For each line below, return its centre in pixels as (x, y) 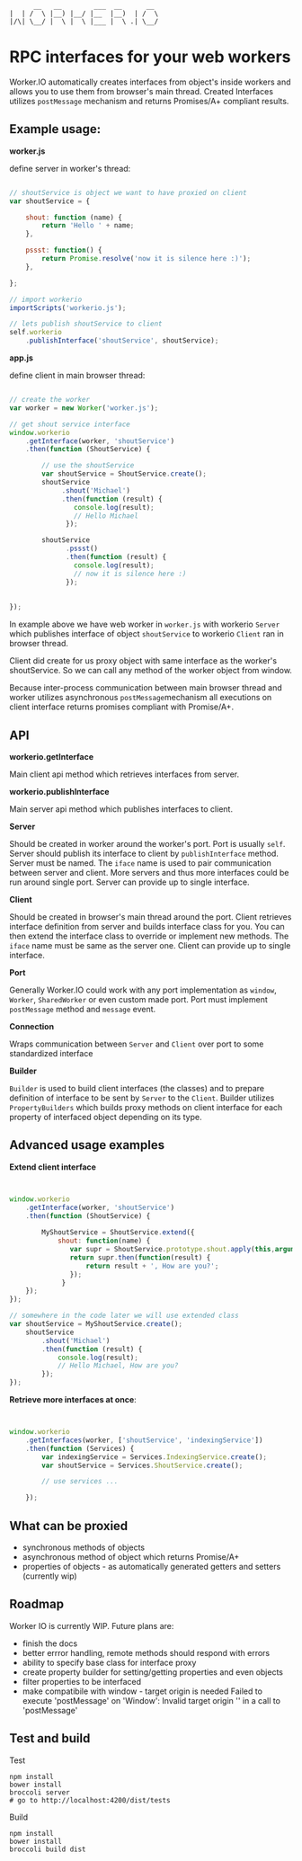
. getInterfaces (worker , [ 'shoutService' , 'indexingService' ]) (144, 1440)
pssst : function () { (64, 250)
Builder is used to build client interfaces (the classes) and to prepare (137, 1088)
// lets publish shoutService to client (86, 324)
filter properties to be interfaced (82, 1681)
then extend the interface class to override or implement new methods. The (149, 936)
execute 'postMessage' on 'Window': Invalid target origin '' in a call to (151, 1700)
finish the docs (50, 1643)
